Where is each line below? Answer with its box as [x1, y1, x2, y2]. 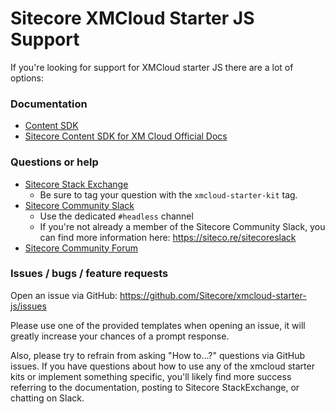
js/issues [10, 300, 47, 312]
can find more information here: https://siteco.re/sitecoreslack [39, 231, 297, 243]
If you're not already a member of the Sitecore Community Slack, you [39, 220, 326, 232]
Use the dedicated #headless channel [39, 210, 194, 222]
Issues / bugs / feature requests [10, 267, 169, 281]
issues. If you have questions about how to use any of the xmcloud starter [10, 360, 315, 372]
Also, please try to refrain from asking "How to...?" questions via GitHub [10, 349, 305, 361]
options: [10, 72, 45, 84]
